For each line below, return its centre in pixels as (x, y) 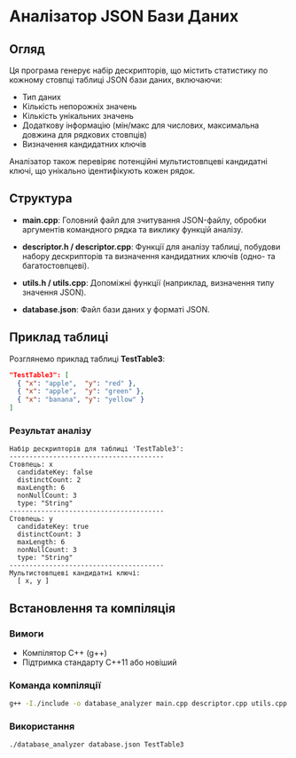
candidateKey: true (53, 527)
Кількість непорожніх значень (79, 107)
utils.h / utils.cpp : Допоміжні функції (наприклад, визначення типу (148, 282)
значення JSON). (54, 292)
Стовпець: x (31, 465)
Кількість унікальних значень (78, 116)
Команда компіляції (55, 685)
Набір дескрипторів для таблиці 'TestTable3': (97, 449)
